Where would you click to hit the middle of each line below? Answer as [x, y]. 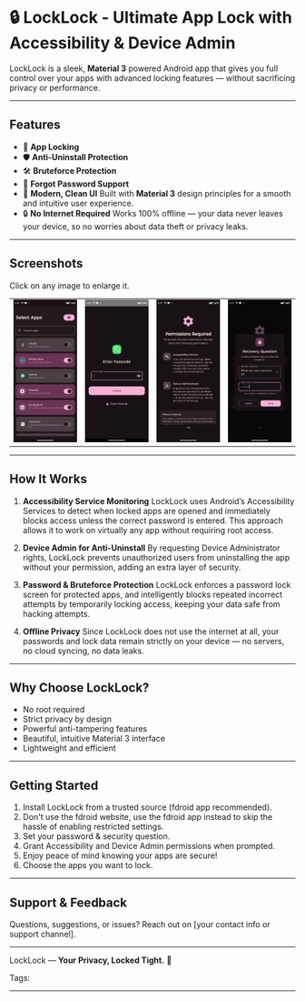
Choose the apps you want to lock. [88, 865]
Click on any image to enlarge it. [69, 285]
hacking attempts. [56, 613]
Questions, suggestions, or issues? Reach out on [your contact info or [140, 925]
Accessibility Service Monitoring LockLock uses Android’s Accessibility [158, 500]
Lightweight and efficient [69, 748]
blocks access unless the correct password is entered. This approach [153, 521]
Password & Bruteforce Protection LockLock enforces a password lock [157, 584]
